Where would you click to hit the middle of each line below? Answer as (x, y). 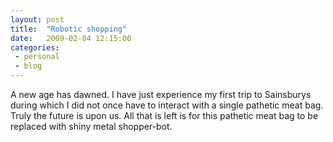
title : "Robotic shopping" (69, 29)
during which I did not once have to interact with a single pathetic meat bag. (167, 105)
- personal (37, 57)
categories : (35, 47)
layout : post (37, 19)
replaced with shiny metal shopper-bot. (91, 126)
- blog (28, 66)
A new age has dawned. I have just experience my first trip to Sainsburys (161, 94)
